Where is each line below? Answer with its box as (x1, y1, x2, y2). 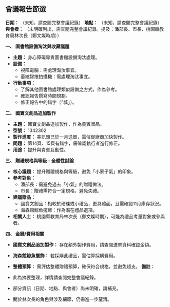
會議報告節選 (5, 5, 46, 14)
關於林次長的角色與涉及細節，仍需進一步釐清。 (12, 296, 112, 302)
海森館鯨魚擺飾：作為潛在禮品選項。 (20, 207, 98, 213)
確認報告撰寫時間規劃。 (20, 92, 70, 99)
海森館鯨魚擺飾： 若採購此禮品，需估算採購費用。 (12, 252, 118, 258)
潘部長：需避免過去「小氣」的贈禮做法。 (20, 181, 106, 187)
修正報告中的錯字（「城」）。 (20, 99, 77, 105)
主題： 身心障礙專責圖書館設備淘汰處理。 (12, 54, 100, 60)
